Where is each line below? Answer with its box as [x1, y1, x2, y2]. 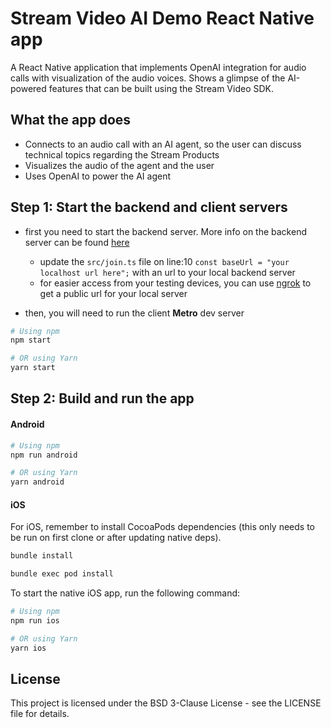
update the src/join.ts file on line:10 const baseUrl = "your [39, 255, 290, 267]
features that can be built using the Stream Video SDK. [48, 82, 274, 94]
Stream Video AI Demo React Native [10, 7, 315, 30]
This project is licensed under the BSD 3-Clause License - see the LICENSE [10, 697, 322, 709]
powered [10, 82, 47, 94]
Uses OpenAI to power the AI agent [24, 170, 171, 182]
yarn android [10, 477, 65, 487]
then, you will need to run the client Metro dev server [24, 307, 245, 319]
